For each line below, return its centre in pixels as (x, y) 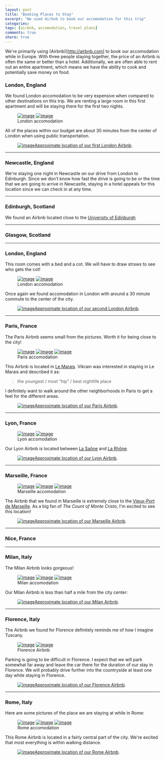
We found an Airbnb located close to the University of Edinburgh (70, 217)
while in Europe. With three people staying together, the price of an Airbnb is (82, 56)
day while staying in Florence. (35, 675)
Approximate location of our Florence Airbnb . (80, 685)
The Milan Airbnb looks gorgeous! (39, 568)
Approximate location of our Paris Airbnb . (77, 406)
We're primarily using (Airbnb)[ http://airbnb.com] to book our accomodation (82, 51)
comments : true (21, 33)
